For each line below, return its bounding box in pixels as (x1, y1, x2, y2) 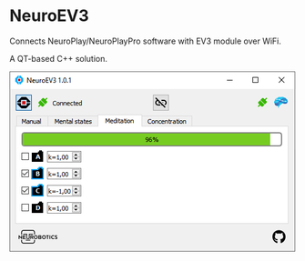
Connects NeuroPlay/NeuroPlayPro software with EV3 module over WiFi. (9, 35, 282, 46)
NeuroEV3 (9, 5, 89, 26)
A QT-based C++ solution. (9, 53, 107, 64)
